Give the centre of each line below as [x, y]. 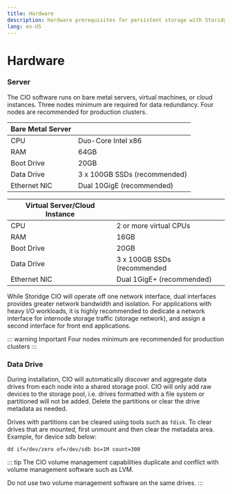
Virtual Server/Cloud [60, 205]
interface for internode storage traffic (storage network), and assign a [106, 318]
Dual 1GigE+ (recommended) [164, 279]
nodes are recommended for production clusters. [77, 112]
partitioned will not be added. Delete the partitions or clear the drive [104, 401]
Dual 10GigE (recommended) [126, 185]
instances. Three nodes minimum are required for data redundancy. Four [110, 104]
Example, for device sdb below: [52, 437]
